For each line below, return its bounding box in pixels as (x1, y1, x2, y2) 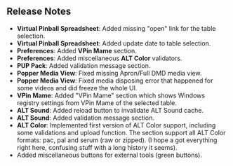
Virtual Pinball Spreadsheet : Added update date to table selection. (16, 39, 211, 48)
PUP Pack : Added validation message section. (16, 61, 151, 69)
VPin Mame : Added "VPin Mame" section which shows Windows (16, 91, 205, 99)
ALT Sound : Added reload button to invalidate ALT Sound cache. (16, 106, 204, 114)
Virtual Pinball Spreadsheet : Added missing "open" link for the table (16, 24, 216, 32)
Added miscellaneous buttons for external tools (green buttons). (16, 151, 203, 159)
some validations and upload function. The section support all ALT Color (16, 128, 226, 137)
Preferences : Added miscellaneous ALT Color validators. (16, 54, 182, 62)
